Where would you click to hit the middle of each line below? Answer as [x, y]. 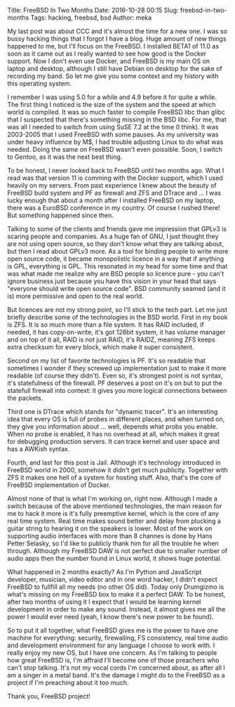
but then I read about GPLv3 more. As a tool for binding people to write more [118, 251]
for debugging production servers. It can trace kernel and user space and [113, 441]
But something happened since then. [61, 215]
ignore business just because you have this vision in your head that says [112, 281]
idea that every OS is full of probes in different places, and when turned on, [116, 419]
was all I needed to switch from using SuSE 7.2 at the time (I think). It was [113, 127]
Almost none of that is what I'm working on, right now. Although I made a [112, 499]
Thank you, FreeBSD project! [49, 696]
